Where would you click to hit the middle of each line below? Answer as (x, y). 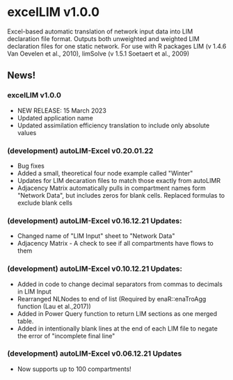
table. (25, 321)
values (27, 132)
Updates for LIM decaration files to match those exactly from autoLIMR (119, 180)
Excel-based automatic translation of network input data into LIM (100, 31)
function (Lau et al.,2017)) (54, 306)
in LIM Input (34, 291)
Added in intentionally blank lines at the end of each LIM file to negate (117, 328)
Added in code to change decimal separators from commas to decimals (120, 284)
